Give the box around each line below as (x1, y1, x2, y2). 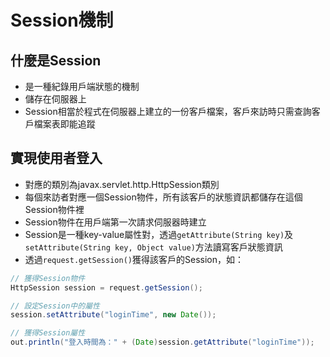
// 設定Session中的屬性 (10, 301, 100, 311)
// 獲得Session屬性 (10, 328, 86, 338)
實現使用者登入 (10, 150, 103, 167)
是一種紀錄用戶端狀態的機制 (24, 81, 140, 92)
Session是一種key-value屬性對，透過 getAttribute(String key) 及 (24, 228, 294, 240)
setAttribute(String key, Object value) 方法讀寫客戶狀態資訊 (24, 241, 283, 253)
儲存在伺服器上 (24, 93, 87, 105)
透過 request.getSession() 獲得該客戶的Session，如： (24, 253, 244, 265)
